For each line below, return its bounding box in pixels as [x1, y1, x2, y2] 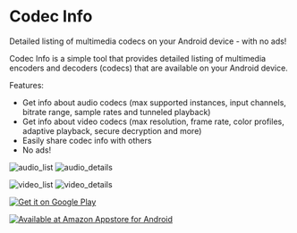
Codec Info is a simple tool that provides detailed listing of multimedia [9, 53, 267, 63]
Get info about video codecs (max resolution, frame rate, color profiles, [21, 116, 284, 127]
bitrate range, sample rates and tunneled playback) [21, 106, 211, 117]
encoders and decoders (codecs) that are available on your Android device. [9, 62, 288, 73]
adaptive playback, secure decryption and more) [21, 125, 202, 136]
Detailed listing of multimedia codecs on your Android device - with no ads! [9, 36, 287, 46]
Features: [9, 79, 45, 90]
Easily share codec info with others [21, 135, 152, 146]
